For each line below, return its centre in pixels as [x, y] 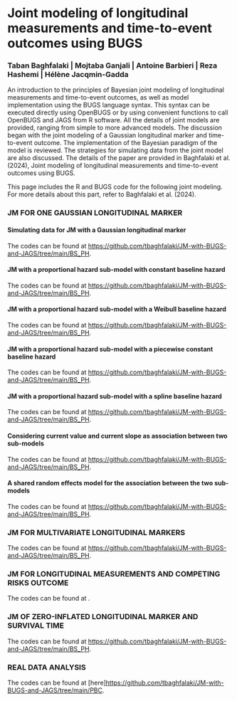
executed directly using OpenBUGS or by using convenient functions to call [118, 112]
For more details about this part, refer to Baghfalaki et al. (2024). [102, 194]
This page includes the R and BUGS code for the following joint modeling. [115, 187]
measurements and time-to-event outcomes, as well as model [98, 97]
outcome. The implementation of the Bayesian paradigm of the [126, 143]
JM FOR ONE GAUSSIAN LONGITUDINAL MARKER [95, 213]
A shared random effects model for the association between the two [110, 483]
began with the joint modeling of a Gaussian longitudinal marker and [107, 135]
